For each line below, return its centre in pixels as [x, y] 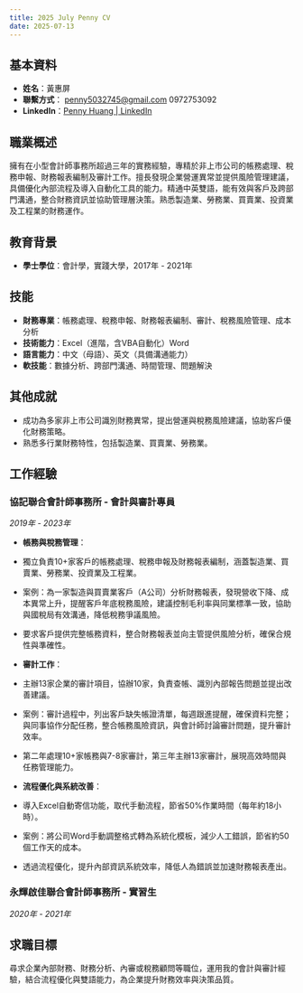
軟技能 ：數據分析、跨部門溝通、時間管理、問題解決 [117, 365]
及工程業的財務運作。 [49, 211]
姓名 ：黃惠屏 [46, 89]
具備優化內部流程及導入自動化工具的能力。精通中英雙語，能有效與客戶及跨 [147, 188]
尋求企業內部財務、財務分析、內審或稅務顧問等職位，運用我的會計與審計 [143, 969]
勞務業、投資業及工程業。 [94, 573]
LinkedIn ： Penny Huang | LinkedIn [87, 111]
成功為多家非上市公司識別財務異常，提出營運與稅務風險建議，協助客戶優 [156, 420]
